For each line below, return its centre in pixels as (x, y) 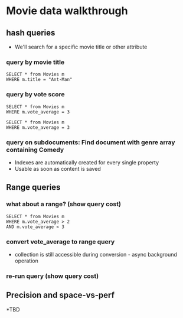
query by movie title (35, 62)
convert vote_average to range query (61, 242)
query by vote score (35, 95)
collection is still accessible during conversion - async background (96, 254)
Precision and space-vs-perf (61, 295)
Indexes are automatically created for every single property (87, 162)
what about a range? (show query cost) (63, 204)
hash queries (31, 33)
